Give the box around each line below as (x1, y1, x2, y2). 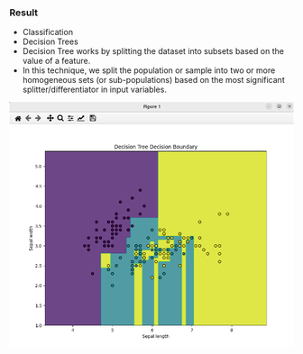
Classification (22, 27, 74, 38)
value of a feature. (22, 56, 91, 67)
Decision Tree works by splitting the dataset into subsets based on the (22, 46, 284, 57)
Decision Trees (22, 36, 78, 47)
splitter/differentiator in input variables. (22, 84, 167, 95)
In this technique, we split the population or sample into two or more (22, 65, 276, 76)
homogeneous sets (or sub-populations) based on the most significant (22, 75, 286, 86)
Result (9, 6, 39, 19)
